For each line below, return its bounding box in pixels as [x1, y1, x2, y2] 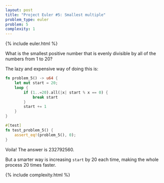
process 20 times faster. [5, 162, 57, 168]
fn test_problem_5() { [5, 127, 53, 133]
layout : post [5, 7, 33, 13]
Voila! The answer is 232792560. [5, 146, 75, 152]
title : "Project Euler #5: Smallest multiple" [5, 12, 106, 17]
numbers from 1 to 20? [5, 56, 52, 62]
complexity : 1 [5, 27, 36, 32]
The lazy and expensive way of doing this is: [5, 66, 98, 72]
